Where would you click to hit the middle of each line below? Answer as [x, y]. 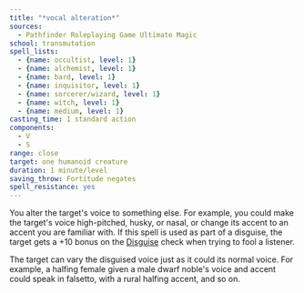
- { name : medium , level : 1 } [71, 111]
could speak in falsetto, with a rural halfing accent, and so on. [125, 279]
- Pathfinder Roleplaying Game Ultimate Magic [107, 35]
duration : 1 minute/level [58, 170]
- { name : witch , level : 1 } [69, 102]
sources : [26, 26]
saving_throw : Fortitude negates [73, 178]
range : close [34, 153]
